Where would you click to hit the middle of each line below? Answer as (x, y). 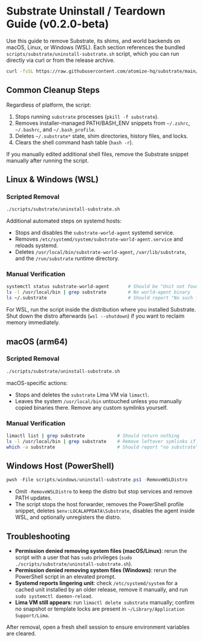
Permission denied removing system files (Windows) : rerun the (96, 570)
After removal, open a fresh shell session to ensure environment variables (98, 627)
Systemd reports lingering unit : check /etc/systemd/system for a (96, 583)
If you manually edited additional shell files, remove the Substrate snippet (98, 154)
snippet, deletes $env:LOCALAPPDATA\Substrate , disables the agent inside (105, 511)
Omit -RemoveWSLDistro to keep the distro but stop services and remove (104, 492)
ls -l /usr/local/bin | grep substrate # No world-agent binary (98, 292)
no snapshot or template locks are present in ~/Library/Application (100, 609)
